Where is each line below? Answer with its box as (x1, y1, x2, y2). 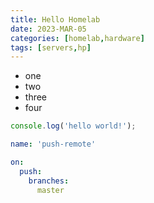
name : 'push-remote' (10, 139, 97, 150)
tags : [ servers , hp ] (10, 42, 92, 53)
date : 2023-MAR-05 (10, 24, 87, 34)
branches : (28, 176, 70, 186)
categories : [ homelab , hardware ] (10, 33, 145, 43)
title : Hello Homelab (10, 14, 101, 25)
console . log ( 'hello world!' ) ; (10, 121, 137, 131)
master (36, 185, 65, 195)
